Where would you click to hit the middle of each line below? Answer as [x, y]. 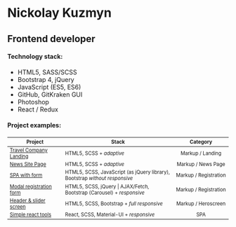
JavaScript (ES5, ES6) [49, 87]
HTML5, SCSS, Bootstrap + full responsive [114, 204]
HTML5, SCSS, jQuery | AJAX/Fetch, [107, 186]
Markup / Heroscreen [201, 204]
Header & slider [27, 200]
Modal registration [31, 186]
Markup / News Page [201, 165]
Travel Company [28, 150]
